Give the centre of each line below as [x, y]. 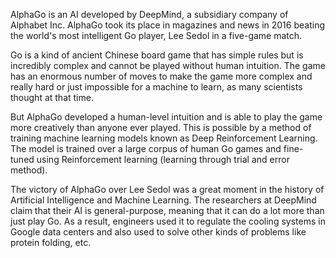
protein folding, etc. [51, 242]
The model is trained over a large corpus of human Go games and [146, 148]
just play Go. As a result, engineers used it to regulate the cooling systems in [168, 221]
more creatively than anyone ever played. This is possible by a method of [161, 127]
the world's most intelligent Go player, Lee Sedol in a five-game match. [156, 35]
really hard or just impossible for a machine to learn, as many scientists [156, 87]
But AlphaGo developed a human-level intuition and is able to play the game [166, 117]
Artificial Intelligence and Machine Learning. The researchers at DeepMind [163, 200]
